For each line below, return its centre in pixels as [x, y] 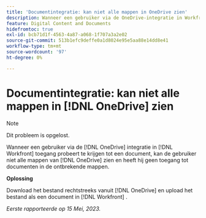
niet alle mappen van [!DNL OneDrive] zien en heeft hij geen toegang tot [97, 160]
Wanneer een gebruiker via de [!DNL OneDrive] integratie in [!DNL [90, 147]
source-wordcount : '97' [37, 52]
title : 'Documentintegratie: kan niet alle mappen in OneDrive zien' [97, 12]
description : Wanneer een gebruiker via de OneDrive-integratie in [94, 18]
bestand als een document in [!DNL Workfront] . [67, 197]
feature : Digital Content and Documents [59, 23]
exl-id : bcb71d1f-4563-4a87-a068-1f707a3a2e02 [67, 35]
